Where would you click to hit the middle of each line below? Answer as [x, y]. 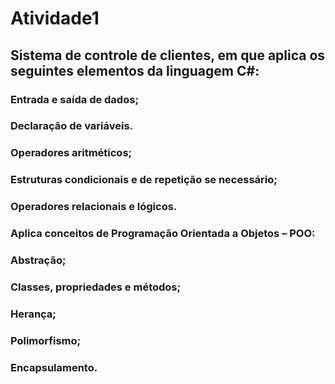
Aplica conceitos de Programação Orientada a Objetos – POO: [163, 234]
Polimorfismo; [46, 340]
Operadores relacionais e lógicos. [94, 207]
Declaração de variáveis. [72, 126]
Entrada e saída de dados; [74, 99]
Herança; [33, 314]
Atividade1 [55, 18]
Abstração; [38, 260]
